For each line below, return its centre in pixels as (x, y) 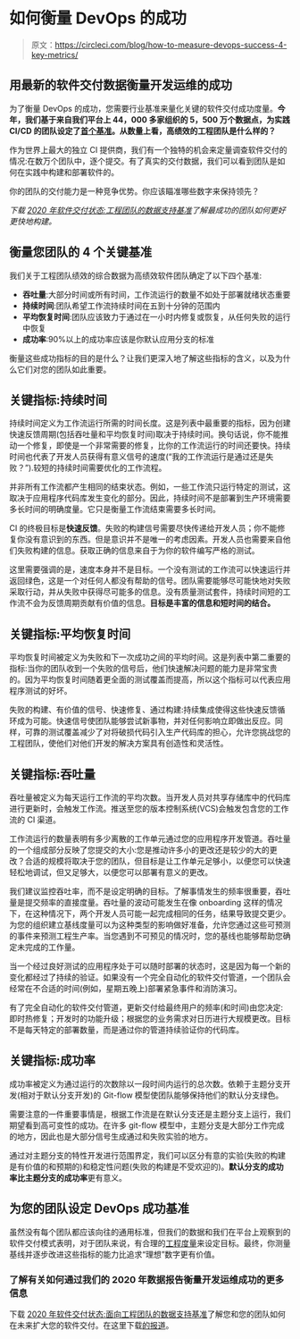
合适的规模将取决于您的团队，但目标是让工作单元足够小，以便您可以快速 (158, 861)
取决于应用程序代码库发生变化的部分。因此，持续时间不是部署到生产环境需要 (150, 498)
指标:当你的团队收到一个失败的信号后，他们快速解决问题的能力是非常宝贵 (144, 669)
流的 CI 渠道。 (35, 820)
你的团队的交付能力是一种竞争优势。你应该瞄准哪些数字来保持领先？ (134, 191)
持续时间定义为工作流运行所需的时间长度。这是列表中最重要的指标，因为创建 (150, 423)
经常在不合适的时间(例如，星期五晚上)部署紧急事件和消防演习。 (126, 988)
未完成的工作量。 (48, 947)
